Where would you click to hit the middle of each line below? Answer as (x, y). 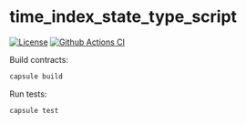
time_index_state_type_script (123, 17)
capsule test (34, 110)
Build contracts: (39, 59)
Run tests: (28, 94)
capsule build (36, 76)
